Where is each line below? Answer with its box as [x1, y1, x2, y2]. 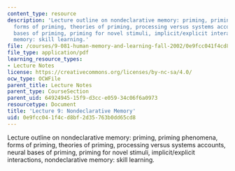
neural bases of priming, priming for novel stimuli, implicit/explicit [7, 148, 196, 156]
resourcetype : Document [7, 101, 77, 108]
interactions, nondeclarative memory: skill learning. [7, 155, 155, 164]
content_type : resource [7, 10, 77, 17]
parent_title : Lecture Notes [7, 82, 92, 89]
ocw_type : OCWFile [7, 75, 61, 82]
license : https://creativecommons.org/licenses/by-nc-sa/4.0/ [7, 68, 192, 75]
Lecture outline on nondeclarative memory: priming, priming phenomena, [7, 133, 218, 142]
